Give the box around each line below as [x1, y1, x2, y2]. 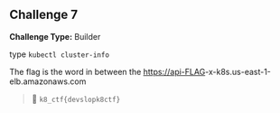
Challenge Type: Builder [9, 31, 101, 42]
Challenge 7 [9, 7, 79, 23]
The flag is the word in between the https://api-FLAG [9, 66, 206, 77]
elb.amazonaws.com [9, 76, 87, 87]
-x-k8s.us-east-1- [204, 66, 271, 77]
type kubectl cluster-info [9, 49, 110, 60]
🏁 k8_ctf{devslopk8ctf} [31, 93, 121, 104]
